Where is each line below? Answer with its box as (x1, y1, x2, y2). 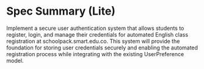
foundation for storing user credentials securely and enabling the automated (6, 44, 199, 51)
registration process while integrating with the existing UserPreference (6, 50, 184, 57)
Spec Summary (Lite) (6, 4, 116, 18)
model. (6, 57, 24, 64)
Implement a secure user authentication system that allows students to (6, 24, 184, 32)
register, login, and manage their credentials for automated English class (6, 31, 188, 38)
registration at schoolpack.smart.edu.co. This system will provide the (6, 37, 180, 45)
